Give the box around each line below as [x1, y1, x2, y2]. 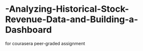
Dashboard [5, 25, 52, 35]
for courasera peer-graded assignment [5, 40, 85, 46]
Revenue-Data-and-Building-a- [5, 14, 139, 25]
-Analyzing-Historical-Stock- [5, 3, 130, 15]
